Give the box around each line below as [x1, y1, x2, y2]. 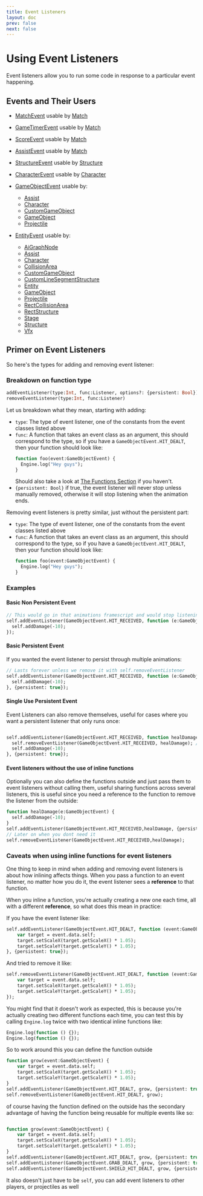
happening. [6, 78, 34, 85]
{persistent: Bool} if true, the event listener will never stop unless [14, 484, 182, 492]
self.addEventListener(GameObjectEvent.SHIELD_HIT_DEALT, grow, [6, 1165, 172, 1172]
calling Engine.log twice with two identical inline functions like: [6, 1018, 163, 1025]
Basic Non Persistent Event [6, 598, 76, 606]
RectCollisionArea [24, 301, 69, 309]
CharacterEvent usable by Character [14, 171, 106, 178]
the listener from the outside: [6, 797, 79, 804]
